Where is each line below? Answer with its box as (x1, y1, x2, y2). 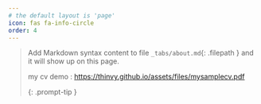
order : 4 (8, 26, 37, 34)
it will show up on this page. (27, 56, 119, 66)
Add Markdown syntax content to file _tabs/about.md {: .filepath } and (27, 48, 255, 58)
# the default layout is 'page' (8, 11, 115, 20)
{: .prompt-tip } (27, 87, 77, 97)
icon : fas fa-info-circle (8, 19, 94, 27)
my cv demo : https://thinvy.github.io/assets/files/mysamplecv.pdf (27, 72, 245, 82)
